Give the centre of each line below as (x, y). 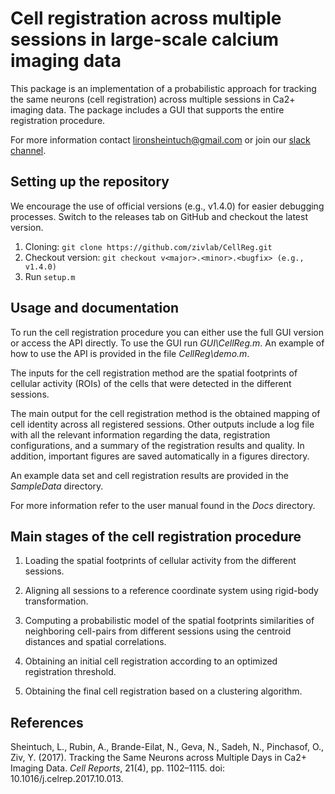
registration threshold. (70, 672)
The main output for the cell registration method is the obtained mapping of (165, 413)
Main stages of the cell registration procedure (156, 536)
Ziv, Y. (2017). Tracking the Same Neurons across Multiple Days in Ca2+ (159, 758)
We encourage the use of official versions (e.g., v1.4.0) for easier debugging (167, 206)
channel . (28, 150)
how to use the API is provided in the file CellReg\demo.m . (130, 353)
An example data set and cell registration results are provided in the (149, 475)
